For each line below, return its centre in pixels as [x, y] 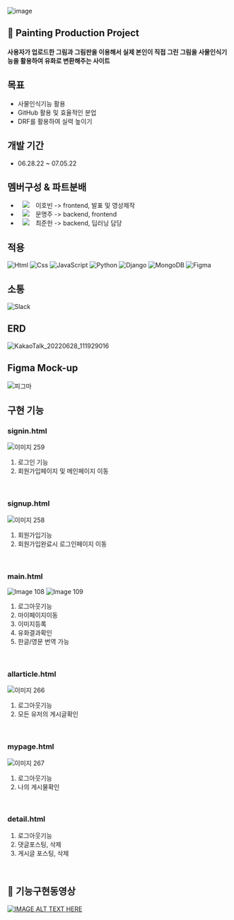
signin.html [27, 431]
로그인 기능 [33, 462]
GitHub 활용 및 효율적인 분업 [57, 112]
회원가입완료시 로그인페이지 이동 [62, 544]
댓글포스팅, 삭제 [39, 844]
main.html [25, 576]
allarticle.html [32, 674]
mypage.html [31, 747]
